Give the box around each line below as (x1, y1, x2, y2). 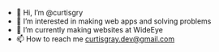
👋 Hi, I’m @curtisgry (15, 8, 84, 17)
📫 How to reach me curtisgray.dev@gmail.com (15, 34, 175, 44)
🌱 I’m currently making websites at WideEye (15, 25, 164, 34)
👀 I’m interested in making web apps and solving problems (15, 16, 212, 26)
